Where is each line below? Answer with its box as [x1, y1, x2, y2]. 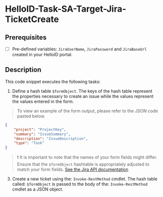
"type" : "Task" [14, 140, 45, 146]
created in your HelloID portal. [12, 52, 73, 58]
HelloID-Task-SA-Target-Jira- [5, 3, 127, 15]
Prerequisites [5, 33, 47, 41]
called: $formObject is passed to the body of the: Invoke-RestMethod [12, 181, 148, 187]
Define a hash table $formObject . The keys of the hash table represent [12, 88, 152, 94]
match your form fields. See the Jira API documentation [17, 167, 129, 173]
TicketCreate [5, 14, 59, 25]
